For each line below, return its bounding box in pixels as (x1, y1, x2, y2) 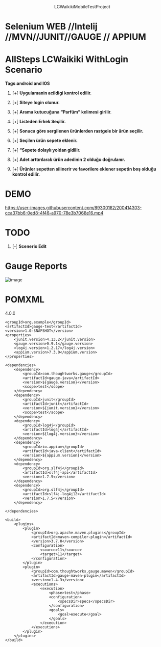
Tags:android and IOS (5, 81, 50, 86)
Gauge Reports (5, 261, 68, 272)
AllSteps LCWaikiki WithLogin (5, 54, 129, 65)
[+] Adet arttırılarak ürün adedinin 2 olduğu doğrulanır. (12, 157, 126, 162)
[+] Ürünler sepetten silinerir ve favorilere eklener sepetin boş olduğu (12, 166, 157, 172)
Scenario (5, 64, 43, 76)
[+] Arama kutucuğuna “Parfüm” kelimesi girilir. (12, 109, 112, 115)
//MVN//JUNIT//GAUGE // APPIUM (5, 31, 146, 43)
